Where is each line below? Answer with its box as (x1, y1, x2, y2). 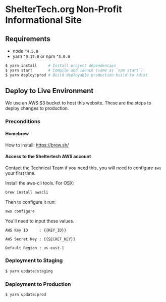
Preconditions (5, 118, 41, 125)
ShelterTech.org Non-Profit (5, 4, 122, 15)
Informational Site (5, 14, 82, 26)
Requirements (5, 34, 50, 43)
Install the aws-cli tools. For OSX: (5, 180, 74, 186)
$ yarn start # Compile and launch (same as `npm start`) (5, 67, 143, 73)
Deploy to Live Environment (5, 87, 94, 95)
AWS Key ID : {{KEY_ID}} (5, 228, 67, 233)
